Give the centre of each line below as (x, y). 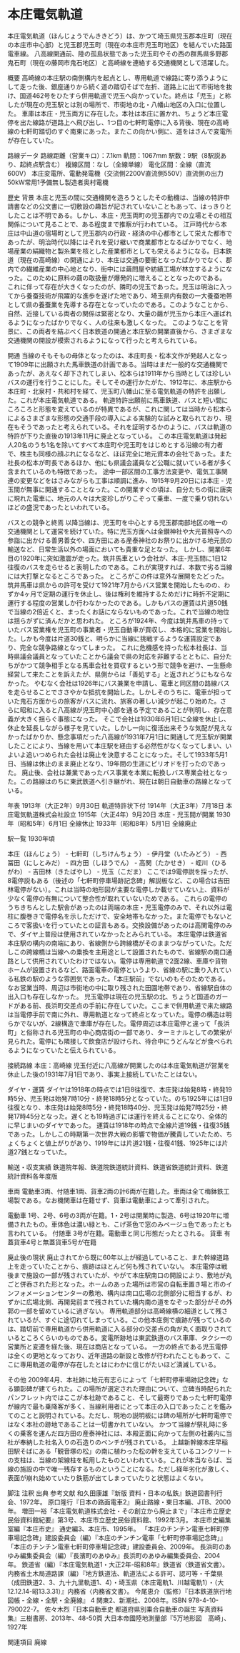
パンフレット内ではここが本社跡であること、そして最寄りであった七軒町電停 (120, 1397)
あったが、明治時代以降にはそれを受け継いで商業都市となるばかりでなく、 (117, 242)
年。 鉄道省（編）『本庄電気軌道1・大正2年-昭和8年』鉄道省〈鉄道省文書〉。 (118, 1564)
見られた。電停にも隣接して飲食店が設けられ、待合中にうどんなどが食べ (114, 1041)
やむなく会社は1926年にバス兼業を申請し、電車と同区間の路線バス (132, 683)
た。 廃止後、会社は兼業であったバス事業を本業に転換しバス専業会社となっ (118, 772)
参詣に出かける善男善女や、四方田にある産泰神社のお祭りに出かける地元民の (120, 540)
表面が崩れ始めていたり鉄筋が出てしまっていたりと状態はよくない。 (107, 1478)
